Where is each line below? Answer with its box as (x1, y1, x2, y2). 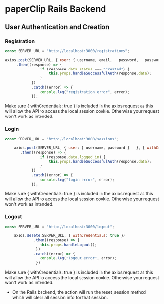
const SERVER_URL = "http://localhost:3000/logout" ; (5, 224, 115, 229)
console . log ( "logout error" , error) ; (40, 256, 117, 261)
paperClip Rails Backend (5, 3, 106, 15)
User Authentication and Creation (5, 23, 110, 31)
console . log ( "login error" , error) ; (40, 177, 115, 182)
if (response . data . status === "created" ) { (40, 67, 130, 71)
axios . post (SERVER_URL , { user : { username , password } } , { (14, 145, 145, 150)
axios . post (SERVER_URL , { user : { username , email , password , (5, 57, 139, 62)
